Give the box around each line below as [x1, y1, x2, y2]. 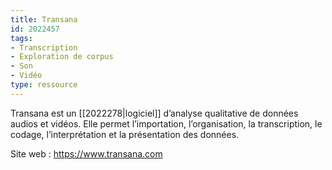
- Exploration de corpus [10, 52, 114, 62]
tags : [10, 33, 33, 43]
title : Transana [10, 14, 78, 25]
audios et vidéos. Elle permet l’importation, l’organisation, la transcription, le [10, 117, 323, 130]
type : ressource [10, 80, 78, 90]
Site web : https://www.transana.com [10, 147, 163, 160]
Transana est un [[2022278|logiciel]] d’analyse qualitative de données [10, 107, 299, 119]
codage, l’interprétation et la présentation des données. [10, 128, 240, 140]
